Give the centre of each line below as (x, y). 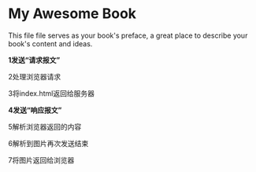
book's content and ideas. (50, 43)
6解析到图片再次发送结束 (48, 143)
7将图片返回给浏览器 (41, 160)
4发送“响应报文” (35, 110)
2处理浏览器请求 (35, 76)
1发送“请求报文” (34, 60)
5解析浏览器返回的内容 (45, 126)
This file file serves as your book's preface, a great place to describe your (128, 35)
